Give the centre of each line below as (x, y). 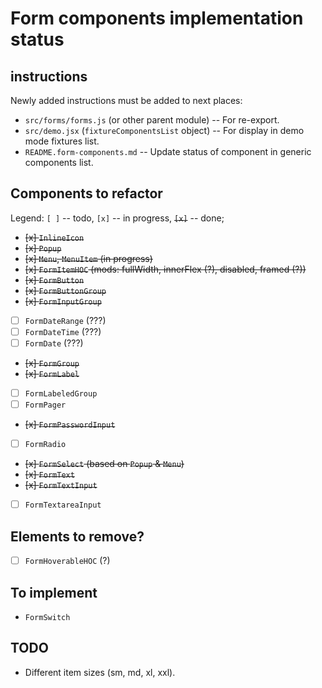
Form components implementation (157, 18)
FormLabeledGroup (61, 394)
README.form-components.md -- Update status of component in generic (168, 151)
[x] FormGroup (52, 363)
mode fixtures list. (62, 141)
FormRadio (45, 445)
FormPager (45, 405)
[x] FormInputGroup (63, 301)
